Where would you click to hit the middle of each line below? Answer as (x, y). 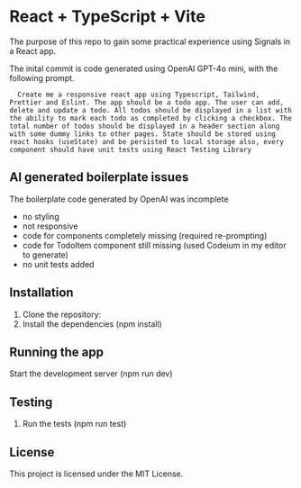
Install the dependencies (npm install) (92, 324)
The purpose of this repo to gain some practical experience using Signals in (150, 41)
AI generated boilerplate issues (99, 177)
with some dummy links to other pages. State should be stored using (143, 134)
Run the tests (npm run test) (74, 424)
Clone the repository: (62, 314)
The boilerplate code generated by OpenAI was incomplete (119, 199)
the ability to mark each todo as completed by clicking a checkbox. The (151, 118)
